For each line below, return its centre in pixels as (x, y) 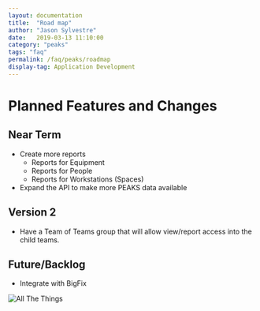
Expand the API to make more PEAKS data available (103, 187)
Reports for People (62, 170)
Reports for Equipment (68, 162)
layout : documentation (45, 15)
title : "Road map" (40, 23)
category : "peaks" (38, 45)
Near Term (35, 135)
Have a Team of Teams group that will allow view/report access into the (136, 231)
